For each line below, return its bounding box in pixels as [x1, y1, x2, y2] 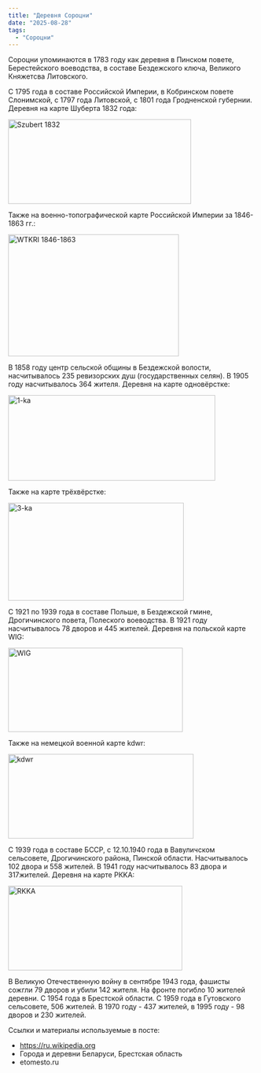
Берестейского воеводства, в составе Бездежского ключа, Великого [8, 64, 241, 73]
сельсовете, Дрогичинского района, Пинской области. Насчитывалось [8, 854, 248, 863]
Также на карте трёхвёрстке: [8, 487, 106, 496]
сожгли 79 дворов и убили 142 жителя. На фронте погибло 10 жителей [8, 985, 246, 995]
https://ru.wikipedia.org [19, 1041, 96, 1050]
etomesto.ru [19, 1057, 60, 1067]
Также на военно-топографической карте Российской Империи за [8, 210, 233, 220]
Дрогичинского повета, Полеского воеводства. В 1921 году [8, 615, 208, 625]
